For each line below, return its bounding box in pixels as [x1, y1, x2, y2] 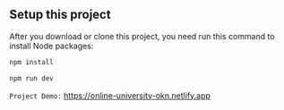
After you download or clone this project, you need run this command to [9, 30, 275, 41]
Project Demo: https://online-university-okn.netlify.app [9, 89, 211, 101]
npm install [9, 57, 54, 66]
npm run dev [9, 73, 54, 83]
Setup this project [9, 7, 111, 22]
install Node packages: [9, 40, 94, 51]
